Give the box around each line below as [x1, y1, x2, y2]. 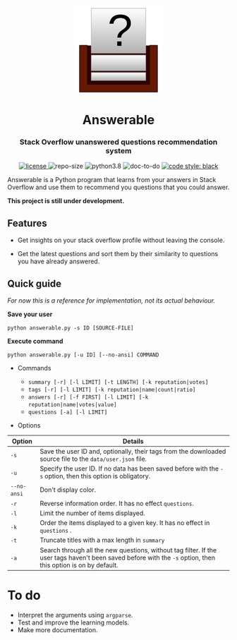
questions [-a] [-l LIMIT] [28, 409, 108, 416]
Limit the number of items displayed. [39, 509, 146, 517]
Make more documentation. [17, 626, 98, 634]
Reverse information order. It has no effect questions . [39, 499, 194, 507]
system [105, 146, 132, 156]
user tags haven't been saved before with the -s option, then [39, 553, 215, 562]
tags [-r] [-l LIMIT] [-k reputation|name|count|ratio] [28, 387, 196, 394]
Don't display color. [39, 485, 97, 494]
